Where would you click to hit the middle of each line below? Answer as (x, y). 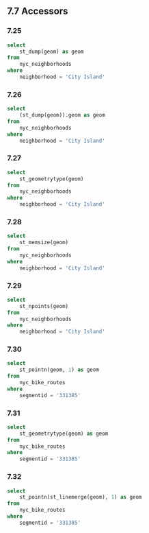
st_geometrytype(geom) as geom (64, 434)
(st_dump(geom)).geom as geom (63, 115)
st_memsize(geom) (44, 243)
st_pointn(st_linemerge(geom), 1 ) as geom (81, 497)
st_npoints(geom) (44, 306)
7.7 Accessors (38, 11)
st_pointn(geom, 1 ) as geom (59, 370)
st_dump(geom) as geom (52, 51)
